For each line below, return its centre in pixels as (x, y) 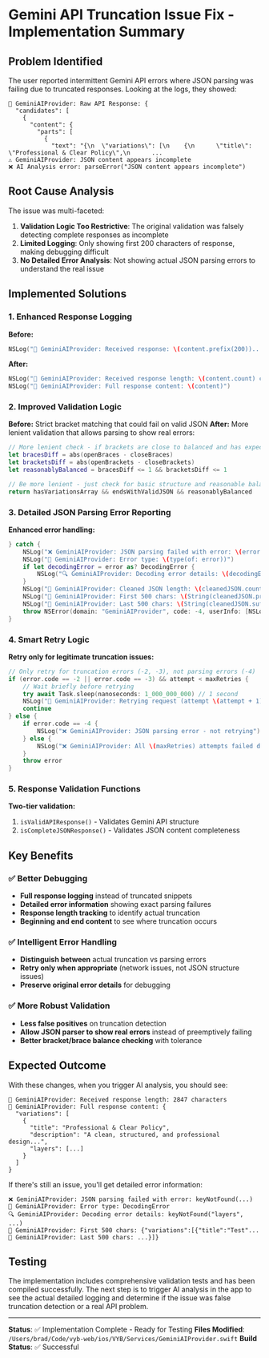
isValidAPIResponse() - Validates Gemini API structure (109, 822)
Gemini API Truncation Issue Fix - (121, 15)
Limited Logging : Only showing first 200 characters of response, (127, 243)
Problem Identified (56, 61)
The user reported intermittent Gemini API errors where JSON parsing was (131, 81)
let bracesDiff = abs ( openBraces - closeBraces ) (91, 455)
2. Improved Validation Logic (65, 407)
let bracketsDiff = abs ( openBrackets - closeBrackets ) (102, 462)
